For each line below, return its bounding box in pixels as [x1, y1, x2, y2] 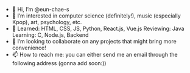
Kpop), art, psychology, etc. [12, 19, 82, 25]
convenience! [12, 44, 47, 51]
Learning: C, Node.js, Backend [12, 31, 89, 39]
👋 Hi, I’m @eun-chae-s [12, 6, 69, 13]
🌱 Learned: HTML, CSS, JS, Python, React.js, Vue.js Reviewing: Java [12, 25, 185, 32]
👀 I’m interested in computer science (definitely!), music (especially [12, 12, 181, 19]
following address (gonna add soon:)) [12, 60, 107, 66]
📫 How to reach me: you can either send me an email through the [12, 51, 178, 58]
